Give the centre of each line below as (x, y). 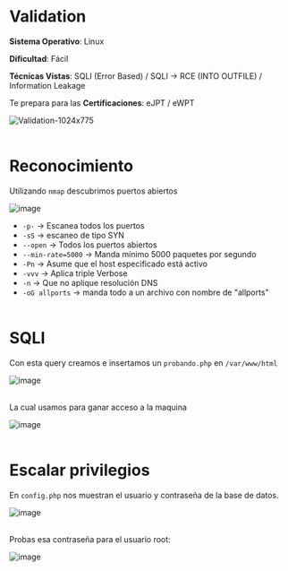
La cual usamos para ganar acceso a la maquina (98, 407)
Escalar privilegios (80, 470)
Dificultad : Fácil (39, 58)
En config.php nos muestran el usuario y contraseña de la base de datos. (144, 495)
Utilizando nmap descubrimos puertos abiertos (93, 191)
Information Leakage (47, 85)
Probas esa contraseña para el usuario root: (90, 539)
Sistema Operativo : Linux (57, 41)
